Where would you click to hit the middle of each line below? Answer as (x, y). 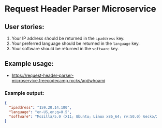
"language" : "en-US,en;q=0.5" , (40, 112)
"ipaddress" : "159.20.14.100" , (40, 107)
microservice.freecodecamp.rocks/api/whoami (58, 80)
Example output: (24, 93)
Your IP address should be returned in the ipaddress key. (68, 38)
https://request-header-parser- (43, 75)
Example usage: (29, 64)
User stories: (24, 27)
